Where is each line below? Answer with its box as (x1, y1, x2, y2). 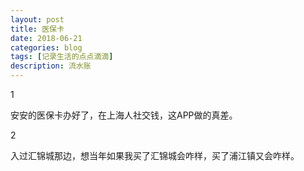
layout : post (10, 14, 65, 25)
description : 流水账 (10, 61, 92, 71)
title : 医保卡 (10, 24, 65, 34)
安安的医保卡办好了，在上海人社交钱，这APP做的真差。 (10, 109, 238, 121)
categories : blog (10, 42, 83, 53)
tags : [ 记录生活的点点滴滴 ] (10, 52, 114, 62)
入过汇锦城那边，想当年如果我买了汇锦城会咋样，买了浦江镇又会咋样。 (10, 150, 300, 161)
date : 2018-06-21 (10, 33, 83, 43)
